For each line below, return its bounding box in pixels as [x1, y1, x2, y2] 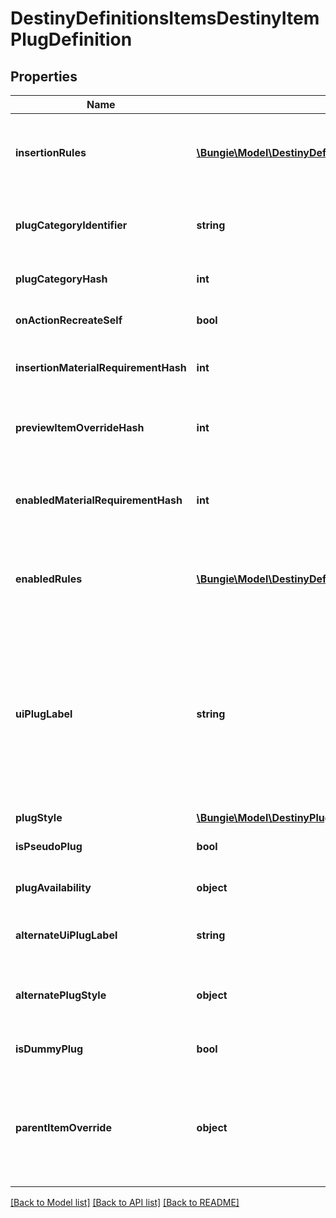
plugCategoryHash [15, 272, 108, 286]
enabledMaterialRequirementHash [15, 493, 183, 507]
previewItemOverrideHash [15, 421, 145, 434]
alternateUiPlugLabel [15, 928, 118, 942]
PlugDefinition [10, 28, 133, 51]
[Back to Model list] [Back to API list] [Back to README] [10, 1197, 240, 1208]
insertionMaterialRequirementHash [15, 361, 187, 374]
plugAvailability [15, 881, 92, 894]
